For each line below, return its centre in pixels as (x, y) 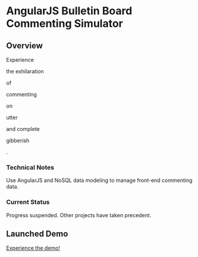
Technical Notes (30, 167)
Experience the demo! (33, 248)
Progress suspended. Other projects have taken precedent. (79, 215)
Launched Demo (37, 234)
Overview (25, 46)
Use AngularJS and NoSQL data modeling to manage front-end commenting (99, 180)
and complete (23, 129)
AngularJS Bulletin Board (69, 11)
